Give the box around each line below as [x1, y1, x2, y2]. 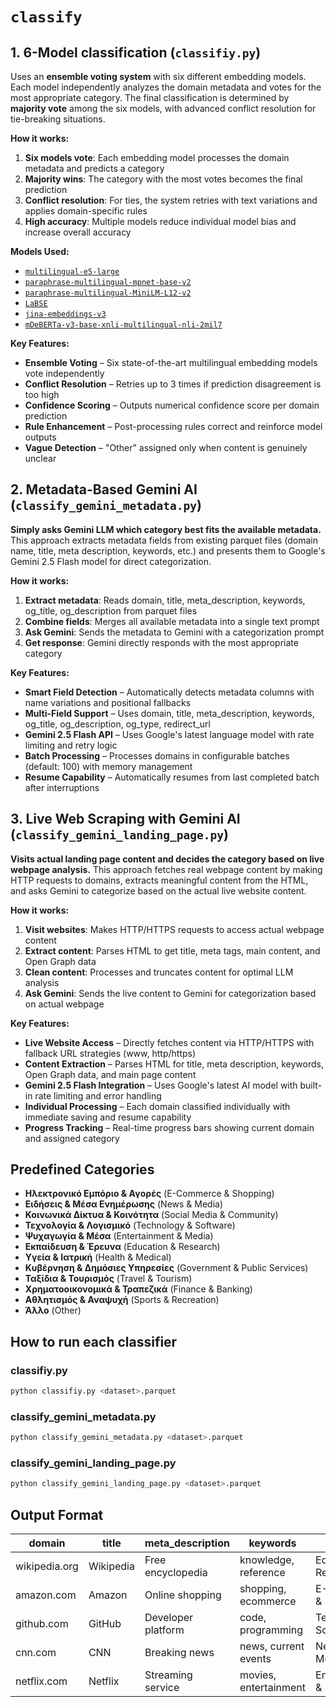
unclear [24, 453, 57, 464]
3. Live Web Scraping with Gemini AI [10, 811, 241, 828]
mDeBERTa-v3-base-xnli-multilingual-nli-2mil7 [24, 320, 223, 330]
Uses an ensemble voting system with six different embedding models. [10, 71, 307, 82]
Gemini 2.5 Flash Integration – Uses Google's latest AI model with [24, 1079, 298, 1091]
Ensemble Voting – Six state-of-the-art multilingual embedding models [24, 357, 318, 368]
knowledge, [239, 1553, 295, 1567]
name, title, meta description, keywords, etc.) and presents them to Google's [10, 544, 326, 557]
